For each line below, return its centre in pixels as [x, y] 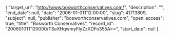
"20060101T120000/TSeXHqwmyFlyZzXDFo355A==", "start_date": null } [82, 29]
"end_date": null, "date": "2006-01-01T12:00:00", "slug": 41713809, [76, 13]
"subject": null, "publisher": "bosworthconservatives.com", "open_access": [85, 18]
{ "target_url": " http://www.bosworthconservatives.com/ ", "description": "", [85, 7]
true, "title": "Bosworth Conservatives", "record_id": [60, 23]
